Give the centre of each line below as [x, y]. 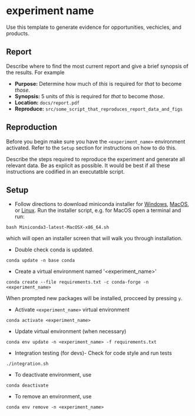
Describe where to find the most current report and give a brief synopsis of [97, 66]
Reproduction [32, 127]
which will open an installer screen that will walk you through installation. [94, 238]
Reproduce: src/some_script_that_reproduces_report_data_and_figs [98, 109]
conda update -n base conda [41, 261]
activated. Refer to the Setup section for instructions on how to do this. [91, 148]
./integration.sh [27, 364]
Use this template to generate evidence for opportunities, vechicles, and [94, 27]
